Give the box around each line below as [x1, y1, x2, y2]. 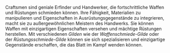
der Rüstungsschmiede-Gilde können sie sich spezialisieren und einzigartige [5, 36, 165, 42]
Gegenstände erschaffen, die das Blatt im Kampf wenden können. [5, 42, 143, 47]
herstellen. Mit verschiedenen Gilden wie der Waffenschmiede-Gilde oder [5, 31, 159, 37]
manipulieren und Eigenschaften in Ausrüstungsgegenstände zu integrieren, [5, 15, 164, 21]
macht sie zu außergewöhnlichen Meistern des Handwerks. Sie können [5, 20, 154, 26]
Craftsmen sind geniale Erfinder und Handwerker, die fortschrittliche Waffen [5, 5, 164, 10]
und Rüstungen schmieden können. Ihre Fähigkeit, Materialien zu [5, 10, 141, 16]
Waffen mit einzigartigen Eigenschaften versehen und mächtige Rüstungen [5, 26, 162, 32]
